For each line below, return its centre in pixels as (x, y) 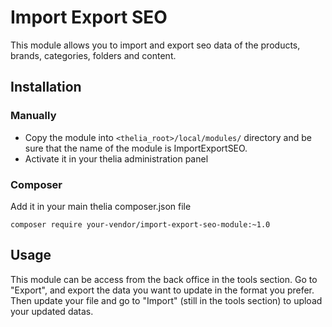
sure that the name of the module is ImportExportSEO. (136, 148)
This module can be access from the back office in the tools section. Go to (164, 279)
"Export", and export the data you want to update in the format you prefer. (162, 290)
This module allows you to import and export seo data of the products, (155, 45)
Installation (46, 87)
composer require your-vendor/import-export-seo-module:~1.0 (140, 224)
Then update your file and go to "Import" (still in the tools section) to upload (166, 300)
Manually (33, 116)
